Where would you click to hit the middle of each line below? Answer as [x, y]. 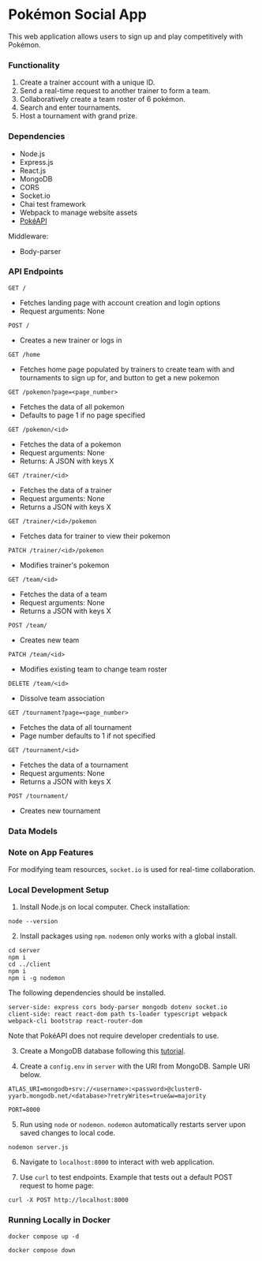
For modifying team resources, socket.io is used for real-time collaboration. [132, 870]
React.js [33, 170]
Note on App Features [51, 852]
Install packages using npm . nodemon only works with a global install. [129, 936]
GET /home [24, 354]
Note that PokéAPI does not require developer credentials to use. [114, 1036]
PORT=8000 [24, 1110]
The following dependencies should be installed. [87, 993]
